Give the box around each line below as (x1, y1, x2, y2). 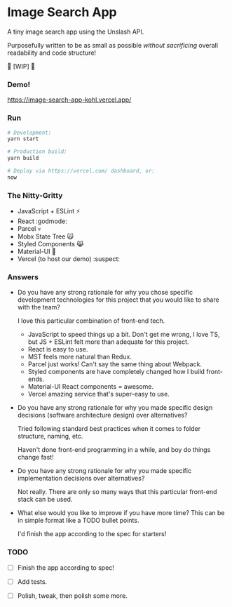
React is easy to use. (27, 345, 88, 354)
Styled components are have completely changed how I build (27, 368, 205, 376)
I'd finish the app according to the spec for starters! (17, 530, 167, 538)
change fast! (17, 453, 54, 462)
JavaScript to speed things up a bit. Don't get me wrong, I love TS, (27, 331, 220, 339)
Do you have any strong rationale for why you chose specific (17, 288, 193, 297)
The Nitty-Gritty (7, 190, 63, 200)
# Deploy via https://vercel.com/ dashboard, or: (7, 168, 156, 175)
